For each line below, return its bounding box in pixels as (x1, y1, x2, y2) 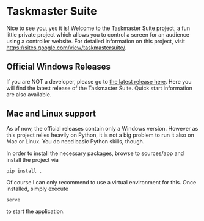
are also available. (6, 90, 52, 98)
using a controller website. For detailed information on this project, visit (6, 37, 185, 45)
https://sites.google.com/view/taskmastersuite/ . (6, 44, 127, 51)
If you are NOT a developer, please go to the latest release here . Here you (6, 78, 192, 85)
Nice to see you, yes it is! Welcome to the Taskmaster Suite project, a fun (6, 24, 191, 32)
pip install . (6, 168, 43, 174)
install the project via (6, 156, 59, 163)
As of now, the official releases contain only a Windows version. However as (6, 125, 199, 132)
